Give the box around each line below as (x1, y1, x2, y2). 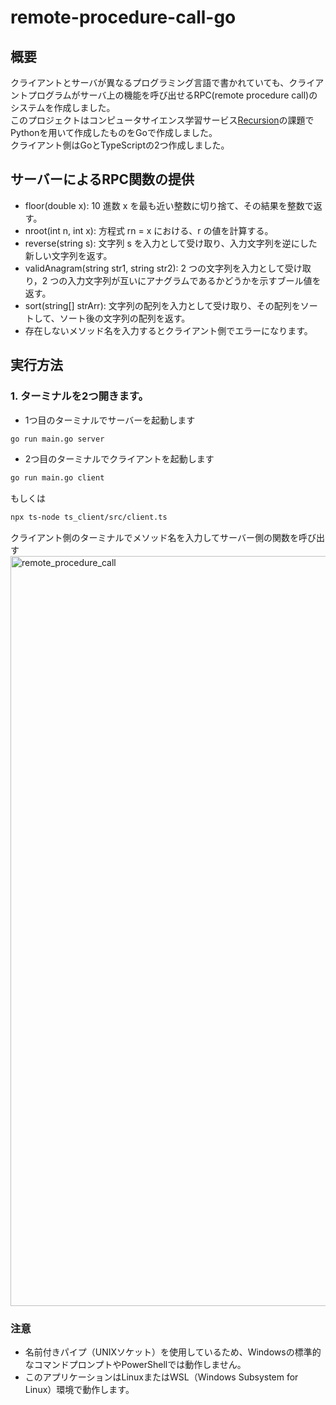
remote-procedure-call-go (10, 6, 237, 29)
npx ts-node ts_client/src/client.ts (10, 512, 168, 523)
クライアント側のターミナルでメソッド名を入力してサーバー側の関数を (10, 532, 299, 544)
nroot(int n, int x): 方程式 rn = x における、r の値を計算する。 (24, 224, 274, 236)
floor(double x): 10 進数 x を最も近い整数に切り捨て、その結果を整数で (24, 199, 314, 211)
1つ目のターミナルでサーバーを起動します (24, 414, 196, 426)
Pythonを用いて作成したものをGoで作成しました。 (10, 127, 218, 138)
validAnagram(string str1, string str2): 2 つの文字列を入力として (24, 262, 285, 274)
